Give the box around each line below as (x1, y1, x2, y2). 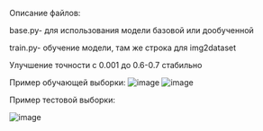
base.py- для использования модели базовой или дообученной (9, 25, 254, 35)
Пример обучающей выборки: (9, 77, 126, 88)
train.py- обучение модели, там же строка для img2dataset (9, 42, 237, 53)
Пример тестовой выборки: (9, 94, 115, 105)
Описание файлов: (9, 8, 81, 18)
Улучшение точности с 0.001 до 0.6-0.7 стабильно (9, 60, 203, 70)
